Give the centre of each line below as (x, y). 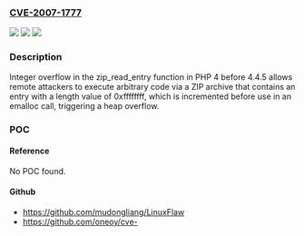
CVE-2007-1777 (46, 13)
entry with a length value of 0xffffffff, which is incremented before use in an (151, 96)
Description (36, 57)
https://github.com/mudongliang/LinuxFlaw (103, 211)
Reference (29, 151)
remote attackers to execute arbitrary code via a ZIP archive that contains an (152, 86)
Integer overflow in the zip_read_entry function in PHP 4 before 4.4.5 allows (151, 77)
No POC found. (38, 171)
